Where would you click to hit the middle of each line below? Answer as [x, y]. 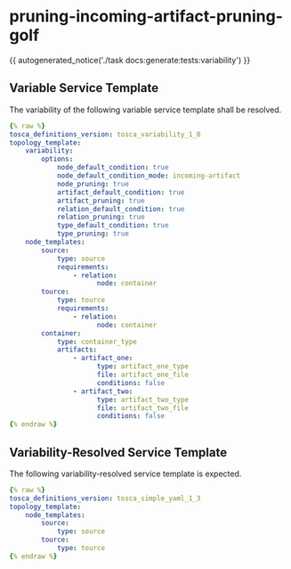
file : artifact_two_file [143, 408]
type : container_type [97, 342]
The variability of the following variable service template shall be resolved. [145, 110]
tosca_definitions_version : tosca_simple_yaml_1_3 [105, 498]
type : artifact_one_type [143, 367]
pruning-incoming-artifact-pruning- [146, 16]
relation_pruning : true [101, 217]
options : [57, 159]
